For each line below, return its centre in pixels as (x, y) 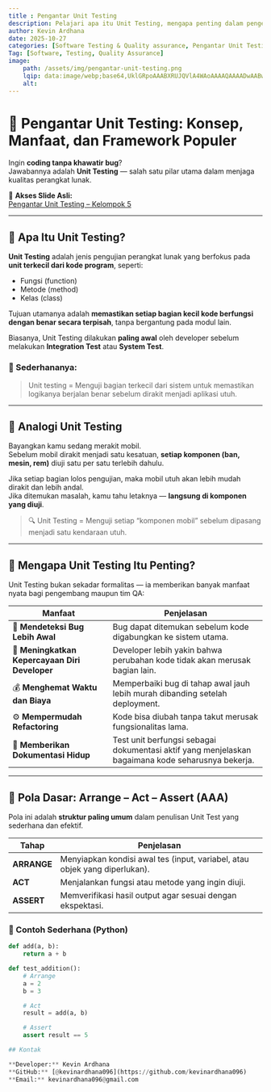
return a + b (45, 954)
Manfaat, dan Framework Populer (123, 140)
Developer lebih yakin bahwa (167, 650)
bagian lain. (134, 670)
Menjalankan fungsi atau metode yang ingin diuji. (153, 882)
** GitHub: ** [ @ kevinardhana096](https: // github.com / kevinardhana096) (128, 1072)
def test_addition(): (45, 969)
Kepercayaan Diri (46, 661)
